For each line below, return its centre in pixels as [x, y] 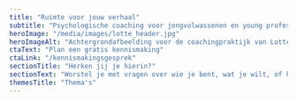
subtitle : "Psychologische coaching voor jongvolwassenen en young [136, 25]
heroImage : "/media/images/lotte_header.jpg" [94, 33]
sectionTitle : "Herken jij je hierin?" [83, 67]
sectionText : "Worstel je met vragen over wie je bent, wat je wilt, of [146, 75]
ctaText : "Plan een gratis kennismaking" [87, 50]
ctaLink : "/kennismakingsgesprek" [73, 58]
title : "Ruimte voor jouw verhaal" [75, 17]
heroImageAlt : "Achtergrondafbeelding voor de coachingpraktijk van [138, 42]
